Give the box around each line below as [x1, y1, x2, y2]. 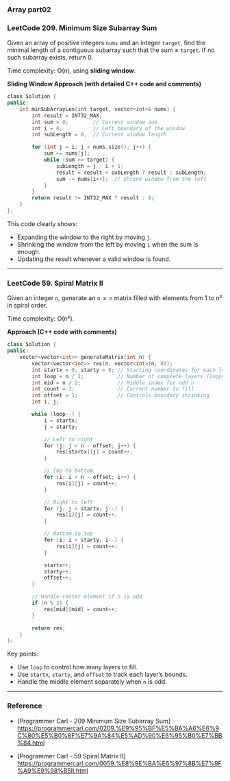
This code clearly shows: [7, 219, 78, 227]
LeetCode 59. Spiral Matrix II [7, 278, 104, 288]
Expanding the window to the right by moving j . [16, 233, 152, 241]
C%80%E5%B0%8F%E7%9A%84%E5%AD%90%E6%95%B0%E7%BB [16, 731, 222, 739]
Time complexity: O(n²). [7, 314, 75, 323]
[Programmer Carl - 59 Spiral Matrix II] [16, 752, 126, 760]
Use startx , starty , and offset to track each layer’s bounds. [16, 670, 188, 679]
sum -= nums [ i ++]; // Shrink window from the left [55, 175, 207, 182]
